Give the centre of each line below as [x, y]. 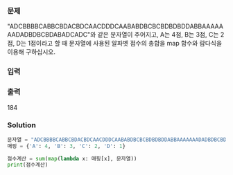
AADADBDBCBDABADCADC [48, 35]
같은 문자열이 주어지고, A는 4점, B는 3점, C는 [158, 35]
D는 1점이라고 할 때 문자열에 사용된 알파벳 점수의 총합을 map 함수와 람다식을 [119, 44]
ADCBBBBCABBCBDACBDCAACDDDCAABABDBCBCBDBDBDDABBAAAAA [116, 26]
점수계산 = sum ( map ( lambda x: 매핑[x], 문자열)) [72, 158]
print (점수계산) [28, 165]
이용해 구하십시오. [32, 52]
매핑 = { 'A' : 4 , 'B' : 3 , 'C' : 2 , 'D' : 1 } [67, 146]
